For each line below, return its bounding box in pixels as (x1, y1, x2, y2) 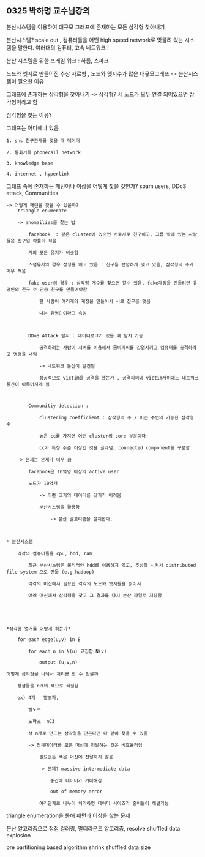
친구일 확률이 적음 (17, 238, 57, 244)
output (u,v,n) (39, 659, 78, 665)
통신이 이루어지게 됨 (6, 381, 50, 387)
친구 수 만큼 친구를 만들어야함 (21, 286, 88, 293)
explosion (6, 831, 31, 839)
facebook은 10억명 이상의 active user (28, 468, 119, 474)
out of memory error (50, 788, 103, 795)
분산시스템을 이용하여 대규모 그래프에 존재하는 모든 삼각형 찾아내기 (6, 23, 165, 31)
